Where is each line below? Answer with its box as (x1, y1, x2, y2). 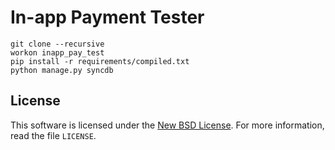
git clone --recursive (10, 39, 105, 49)
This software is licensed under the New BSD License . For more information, (10, 119, 325, 131)
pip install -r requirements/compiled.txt (10, 56, 190, 66)
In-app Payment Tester (10, 6, 205, 29)
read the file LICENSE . (10, 129, 97, 141)
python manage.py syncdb (10, 65, 114, 75)
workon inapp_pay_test (10, 47, 105, 58)
